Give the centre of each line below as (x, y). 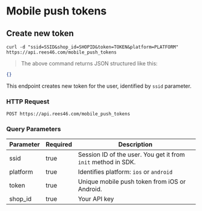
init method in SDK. (107, 162)
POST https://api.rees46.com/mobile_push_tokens (68, 114)
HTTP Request (28, 102)
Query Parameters (34, 129)
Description (135, 144)
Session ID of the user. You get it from (131, 154)
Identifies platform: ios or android (125, 172)
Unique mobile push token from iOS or (132, 182)
